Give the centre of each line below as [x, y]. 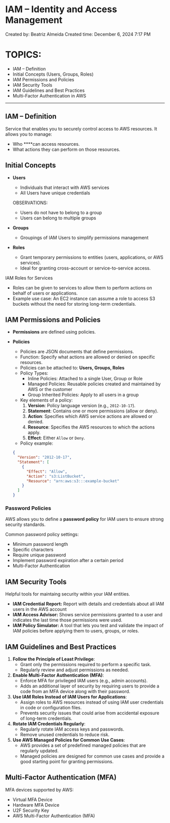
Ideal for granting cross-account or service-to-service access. [85, 268]
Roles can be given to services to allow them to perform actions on [82, 287]
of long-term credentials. [46, 718]
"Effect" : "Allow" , [47, 471]
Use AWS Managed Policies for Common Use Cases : [69, 740]
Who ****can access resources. [46, 144]
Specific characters [33, 550]
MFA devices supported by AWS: [40, 789]
